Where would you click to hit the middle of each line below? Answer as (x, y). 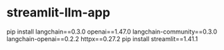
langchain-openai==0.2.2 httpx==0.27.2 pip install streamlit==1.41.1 (102, 38)
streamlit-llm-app (58, 13)
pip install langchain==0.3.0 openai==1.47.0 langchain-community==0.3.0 (112, 32)
